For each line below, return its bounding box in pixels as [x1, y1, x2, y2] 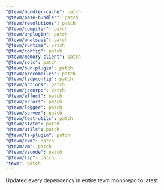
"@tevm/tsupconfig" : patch [5, 76, 73, 82]
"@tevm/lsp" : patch [5, 154, 55, 160]
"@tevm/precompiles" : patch [5, 71, 76, 77]
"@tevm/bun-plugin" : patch [5, 65, 73, 71]
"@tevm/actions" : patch [5, 82, 65, 88]
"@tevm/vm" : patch [5, 143, 52, 150]
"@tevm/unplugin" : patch [5, 31, 68, 37]
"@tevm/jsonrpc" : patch [5, 87, 65, 93]
